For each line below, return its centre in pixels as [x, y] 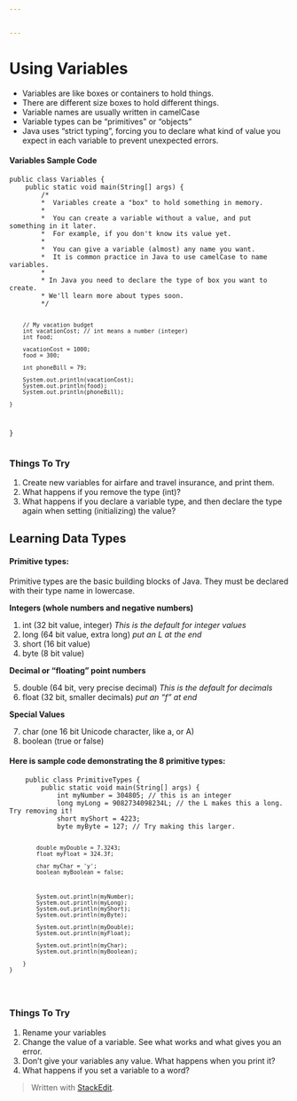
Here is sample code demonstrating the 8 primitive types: [117, 761]
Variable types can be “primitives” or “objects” [107, 122]
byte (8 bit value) [53, 653]
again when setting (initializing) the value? [99, 510]
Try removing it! [41, 811]
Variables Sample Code [53, 161]
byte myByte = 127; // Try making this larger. [146, 826]
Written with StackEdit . [73, 1087]
